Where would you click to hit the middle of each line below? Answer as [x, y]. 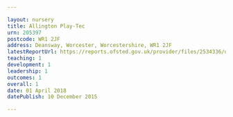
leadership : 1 [28, 71]
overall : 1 [23, 84]
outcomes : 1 [24, 78]
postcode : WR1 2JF [34, 39]
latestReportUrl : [32, 52]
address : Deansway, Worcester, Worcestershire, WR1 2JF [89, 46]
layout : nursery [31, 19]
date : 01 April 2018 [37, 91]
